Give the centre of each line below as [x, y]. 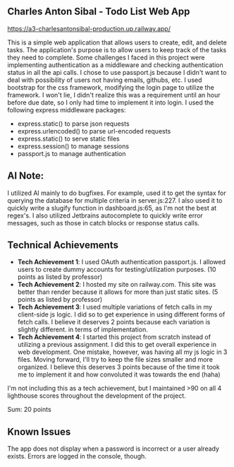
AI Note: [26, 176]
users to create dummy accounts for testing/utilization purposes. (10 [117, 270]
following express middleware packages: [67, 110]
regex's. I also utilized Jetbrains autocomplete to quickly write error [105, 215]
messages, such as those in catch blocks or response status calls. [103, 223]
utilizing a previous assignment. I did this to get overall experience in [117, 345]
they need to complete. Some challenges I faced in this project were [106, 57]
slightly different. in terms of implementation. [82, 330]
